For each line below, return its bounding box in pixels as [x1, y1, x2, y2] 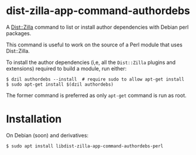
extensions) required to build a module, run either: [6, 65, 127, 72]
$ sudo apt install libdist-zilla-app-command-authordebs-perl [6, 143, 164, 149]
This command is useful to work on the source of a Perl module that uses [6, 41, 183, 48]
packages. [6, 29, 32, 36]
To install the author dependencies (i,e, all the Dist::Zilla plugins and [6, 59, 176, 66]
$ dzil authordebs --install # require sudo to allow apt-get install [6, 76, 184, 82]
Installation [6, 113, 62, 126]
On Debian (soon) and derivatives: [6, 132, 89, 139]
